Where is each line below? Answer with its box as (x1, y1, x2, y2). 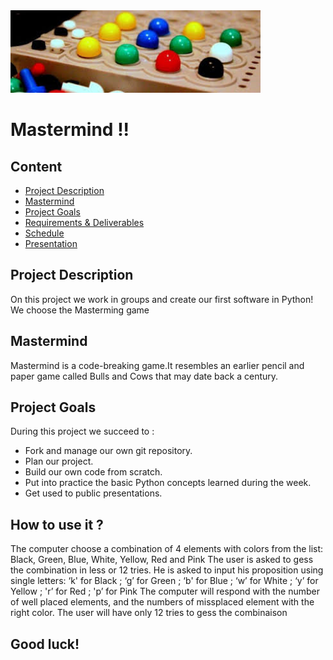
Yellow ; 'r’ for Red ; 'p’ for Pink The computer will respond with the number (10, 585, 321, 598)
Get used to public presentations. (24, 487, 163, 499)
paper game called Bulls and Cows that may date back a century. (10, 370, 279, 382)
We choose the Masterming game (10, 304, 150, 316)
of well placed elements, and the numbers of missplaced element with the (10, 596, 315, 608)
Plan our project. (24, 455, 94, 468)
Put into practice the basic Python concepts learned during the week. (24, 477, 312, 489)
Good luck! (10, 635, 80, 653)
